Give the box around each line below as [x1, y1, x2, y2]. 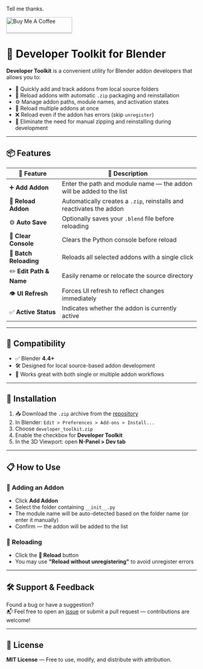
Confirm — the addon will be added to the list [14, 523, 128, 530]
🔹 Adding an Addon [6, 483, 65, 492]
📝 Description [108, 169, 148, 177]
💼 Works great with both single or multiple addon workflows [14, 371, 164, 378]
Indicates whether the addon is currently [62, 304, 177, 312]
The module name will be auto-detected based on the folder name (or [14, 510, 189, 517]
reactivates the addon [62, 204, 124, 213]
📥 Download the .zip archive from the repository [14, 410, 139, 417]
